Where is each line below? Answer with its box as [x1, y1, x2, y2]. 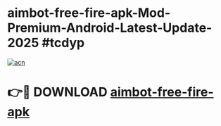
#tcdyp [42, 35, 85, 51]
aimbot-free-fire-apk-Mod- [7, 5, 171, 21]
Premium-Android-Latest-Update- [7, 20, 213, 36]
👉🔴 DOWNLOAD [7, 84, 108, 100]
